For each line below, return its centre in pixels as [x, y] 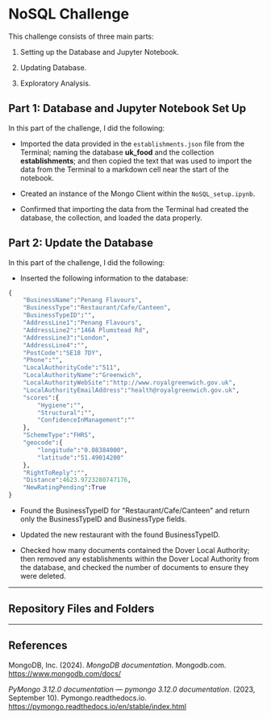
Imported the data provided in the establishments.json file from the [132, 143]
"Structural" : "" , [66, 413]
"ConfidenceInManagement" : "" [86, 420]
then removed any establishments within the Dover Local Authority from [140, 559]
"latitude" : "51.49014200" [81, 457]
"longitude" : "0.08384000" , [83, 450]
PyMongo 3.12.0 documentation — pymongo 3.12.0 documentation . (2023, [132, 689]
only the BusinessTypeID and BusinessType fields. [103, 519]
